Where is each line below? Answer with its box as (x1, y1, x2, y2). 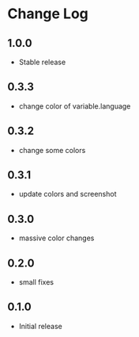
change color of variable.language (18, 101, 131, 111)
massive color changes (18, 233, 95, 243)
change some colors (18, 145, 86, 155)
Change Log (7, 5, 88, 23)
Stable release (18, 57, 66, 67)
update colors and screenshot (18, 190, 117, 199)
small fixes (18, 278, 54, 287)
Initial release (18, 321, 62, 331)
